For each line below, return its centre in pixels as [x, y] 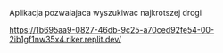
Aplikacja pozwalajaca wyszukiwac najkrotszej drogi [106, 13]
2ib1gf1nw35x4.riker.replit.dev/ [66, 39]
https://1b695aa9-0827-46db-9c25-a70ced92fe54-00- [112, 30]
